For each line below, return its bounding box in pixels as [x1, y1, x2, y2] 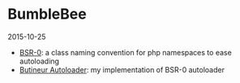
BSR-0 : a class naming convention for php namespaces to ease [19, 47, 232, 57]
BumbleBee [7, 5, 87, 24]
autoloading [19, 56, 60, 66]
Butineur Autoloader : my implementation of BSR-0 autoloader [19, 64, 225, 74]
